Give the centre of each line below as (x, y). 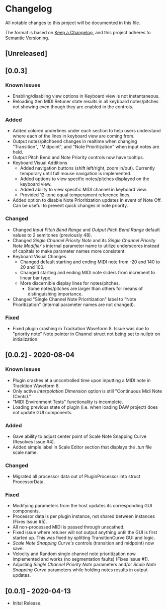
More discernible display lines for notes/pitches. (70, 283)
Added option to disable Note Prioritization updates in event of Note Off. (87, 200)
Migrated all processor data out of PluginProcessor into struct (76, 477)
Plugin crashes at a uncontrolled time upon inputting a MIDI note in (81, 380)
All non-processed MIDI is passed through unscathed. (68, 527)
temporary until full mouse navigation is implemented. (76, 174)
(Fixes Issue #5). (30, 522)
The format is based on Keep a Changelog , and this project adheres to (78, 32)
